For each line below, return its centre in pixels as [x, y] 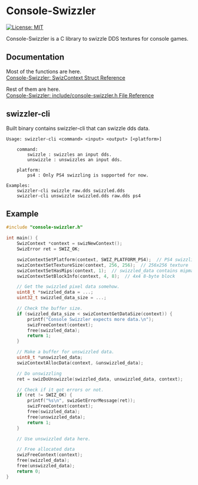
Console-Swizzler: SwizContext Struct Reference [66, 77]
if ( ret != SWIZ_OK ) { [44, 395]
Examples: [18, 185]
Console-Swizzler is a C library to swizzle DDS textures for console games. [97, 38]
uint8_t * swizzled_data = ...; [55, 292]
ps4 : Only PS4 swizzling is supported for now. [88, 175]
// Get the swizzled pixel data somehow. [68, 287]
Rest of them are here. [33, 89]
